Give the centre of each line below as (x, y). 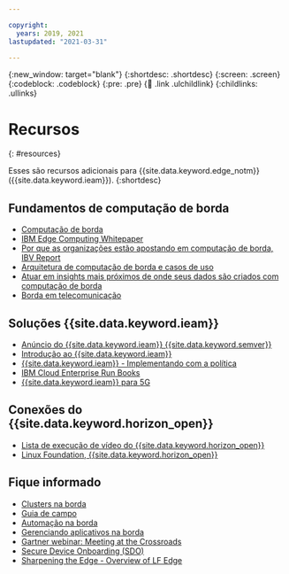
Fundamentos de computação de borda (119, 208)
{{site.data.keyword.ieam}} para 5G (86, 382)
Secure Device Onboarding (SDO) (83, 551)
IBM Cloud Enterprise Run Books (80, 372)
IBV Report (41, 258)
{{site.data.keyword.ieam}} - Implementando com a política (129, 363)
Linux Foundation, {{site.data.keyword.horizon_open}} (119, 454)
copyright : (28, 25)
